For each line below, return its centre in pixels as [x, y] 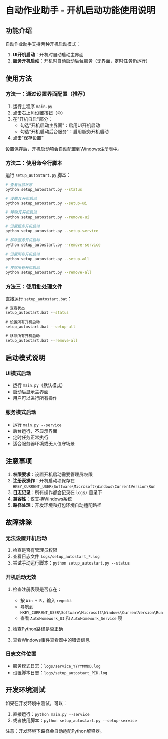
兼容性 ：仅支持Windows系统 [42, 499]
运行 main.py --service [37, 425]
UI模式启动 [18, 373]
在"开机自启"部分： [32, 119]
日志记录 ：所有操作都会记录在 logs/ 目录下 [57, 492]
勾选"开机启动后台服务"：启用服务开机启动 [64, 131]
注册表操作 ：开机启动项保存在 [44, 480]
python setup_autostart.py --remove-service [53, 245]
